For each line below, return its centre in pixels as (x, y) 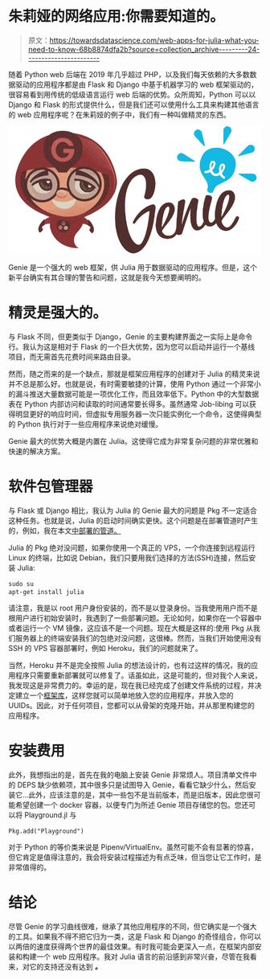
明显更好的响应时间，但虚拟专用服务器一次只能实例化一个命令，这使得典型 (138, 414)
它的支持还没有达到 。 (65, 966)
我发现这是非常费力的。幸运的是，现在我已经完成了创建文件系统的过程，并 (131, 686)
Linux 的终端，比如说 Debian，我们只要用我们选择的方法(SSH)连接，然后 (129, 558)
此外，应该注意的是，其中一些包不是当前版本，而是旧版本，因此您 (138, 795)
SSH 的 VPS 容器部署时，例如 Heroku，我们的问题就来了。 (105, 649)
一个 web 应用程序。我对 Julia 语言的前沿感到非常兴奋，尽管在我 (143, 956)
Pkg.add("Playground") (46, 832)
